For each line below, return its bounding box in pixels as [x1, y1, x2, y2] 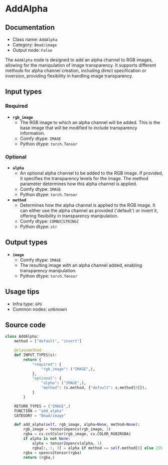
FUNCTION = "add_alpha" [14, 408, 64, 413]
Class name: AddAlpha [12, 36, 58, 42]
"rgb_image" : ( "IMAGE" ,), [41, 366, 95, 371]
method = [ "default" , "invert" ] [14, 339, 82, 344]
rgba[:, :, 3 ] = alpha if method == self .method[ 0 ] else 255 [32, 445, 163, 450]
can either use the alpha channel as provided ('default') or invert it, [20, 207, 158, 213]
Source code [5, 321, 46, 329]
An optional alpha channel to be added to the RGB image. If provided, [20, 170, 163, 176]
